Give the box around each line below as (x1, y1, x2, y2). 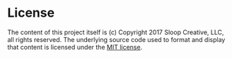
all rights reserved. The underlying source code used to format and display (7, 35, 226, 43)
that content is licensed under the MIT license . (7, 43, 143, 51)
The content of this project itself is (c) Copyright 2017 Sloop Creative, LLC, (7, 28, 224, 36)
